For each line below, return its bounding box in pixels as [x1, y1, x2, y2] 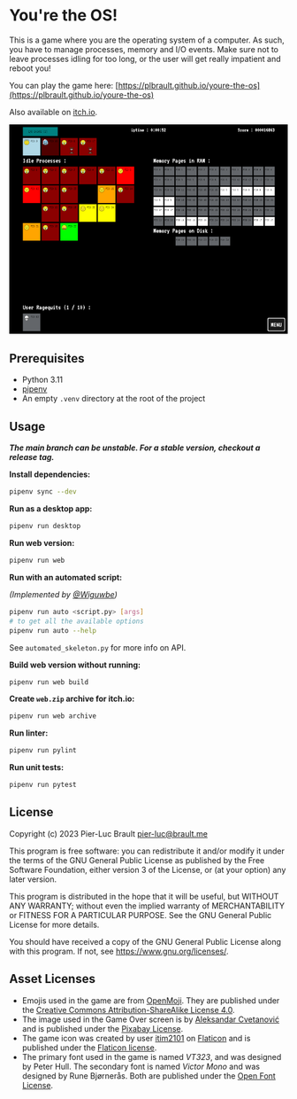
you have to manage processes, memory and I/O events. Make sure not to [9, 43, 279, 54]
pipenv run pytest [9, 781, 77, 790]
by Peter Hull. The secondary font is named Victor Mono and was [21, 1061, 261, 1072]
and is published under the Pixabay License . [21, 1023, 184, 1033]
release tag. [9, 452, 55, 463]
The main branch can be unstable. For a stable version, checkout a [9, 442, 261, 453]
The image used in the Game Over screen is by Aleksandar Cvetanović [21, 1014, 280, 1025]
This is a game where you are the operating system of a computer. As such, [9, 35, 285, 45]
